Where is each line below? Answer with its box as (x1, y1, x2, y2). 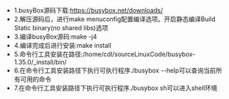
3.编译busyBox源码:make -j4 (13, 32, 97, 41)
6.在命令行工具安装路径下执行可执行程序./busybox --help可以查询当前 (13, 66, 216, 74)
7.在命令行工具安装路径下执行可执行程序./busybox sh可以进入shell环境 (13, 84, 218, 92)
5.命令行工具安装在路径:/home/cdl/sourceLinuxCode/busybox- (13, 50, 195, 58)
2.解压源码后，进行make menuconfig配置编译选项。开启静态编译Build (13, 15, 216, 23)
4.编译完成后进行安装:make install (13, 41, 112, 49)
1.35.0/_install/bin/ (13, 58, 67, 66)
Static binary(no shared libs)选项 (13, 24, 109, 32)
